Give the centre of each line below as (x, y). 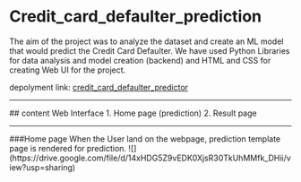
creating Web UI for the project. (68, 70)
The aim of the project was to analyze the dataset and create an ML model (146, 41)
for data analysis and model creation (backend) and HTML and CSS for (140, 60)
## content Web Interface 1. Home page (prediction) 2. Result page (133, 113)
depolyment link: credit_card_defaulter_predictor (99, 87)
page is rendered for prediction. (68, 148)
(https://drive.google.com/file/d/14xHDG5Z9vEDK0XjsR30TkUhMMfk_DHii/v (150, 158)
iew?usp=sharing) (43, 167)
